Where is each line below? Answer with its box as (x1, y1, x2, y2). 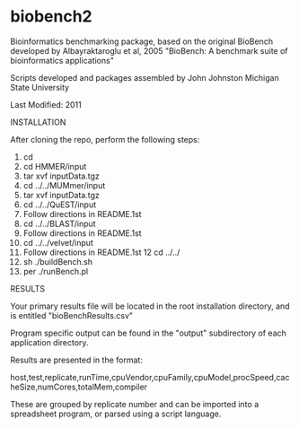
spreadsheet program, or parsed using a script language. (10, 408, 222, 419)
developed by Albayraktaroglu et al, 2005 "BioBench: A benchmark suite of (10, 45, 288, 56)
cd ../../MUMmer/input (22, 179, 106, 190)
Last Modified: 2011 (10, 99, 82, 109)
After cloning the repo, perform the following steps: (10, 134, 200, 144)
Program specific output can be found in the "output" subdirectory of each (10, 328, 286, 338)
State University (10, 82, 70, 92)
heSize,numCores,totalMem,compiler (10, 381, 147, 392)
